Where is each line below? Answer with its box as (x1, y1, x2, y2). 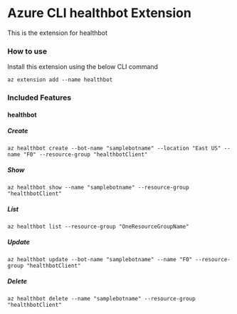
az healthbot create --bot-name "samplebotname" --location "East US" (7, 145, 221, 152)
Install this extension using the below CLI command (7, 63, 159, 71)
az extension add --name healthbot (7, 76, 113, 83)
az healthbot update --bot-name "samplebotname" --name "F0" (7, 256, 193, 263)
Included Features (7, 93, 72, 103)
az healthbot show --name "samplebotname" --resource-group (7, 184, 190, 191)
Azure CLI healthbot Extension (7, 5, 192, 21)
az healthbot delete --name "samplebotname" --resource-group (7, 295, 196, 302)
